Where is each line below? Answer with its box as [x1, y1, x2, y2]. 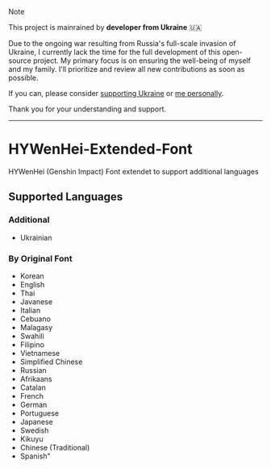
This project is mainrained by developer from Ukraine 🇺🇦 [8, 23, 202, 31]
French [19, 391, 44, 400]
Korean [19, 270, 44, 281]
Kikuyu [19, 433, 44, 443]
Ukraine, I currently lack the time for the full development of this [8, 48, 221, 57]
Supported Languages [8, 190, 123, 204]
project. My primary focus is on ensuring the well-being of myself [33, 56, 252, 65]
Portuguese [19, 408, 59, 418]
